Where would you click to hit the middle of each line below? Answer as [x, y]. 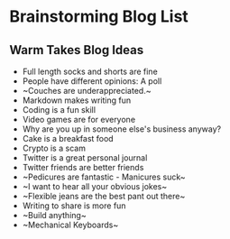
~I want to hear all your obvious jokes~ [95, 186]
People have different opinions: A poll [92, 81]
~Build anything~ [55, 215]
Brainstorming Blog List [99, 17]
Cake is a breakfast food [68, 138]
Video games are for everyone [79, 119]
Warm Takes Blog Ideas [77, 50]
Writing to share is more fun [74, 206]
